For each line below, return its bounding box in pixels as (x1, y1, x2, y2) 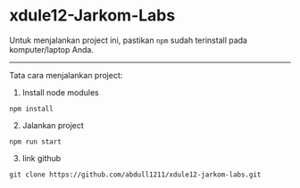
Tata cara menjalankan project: (9, 69, 123, 80)
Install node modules (21, 86, 100, 98)
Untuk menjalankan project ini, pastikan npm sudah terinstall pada (9, 35, 248, 45)
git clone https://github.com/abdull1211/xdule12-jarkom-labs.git (9, 170, 262, 179)
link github (21, 152, 62, 163)
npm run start (9, 137, 62, 146)
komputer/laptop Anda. (9, 44, 94, 54)
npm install (9, 104, 54, 113)
